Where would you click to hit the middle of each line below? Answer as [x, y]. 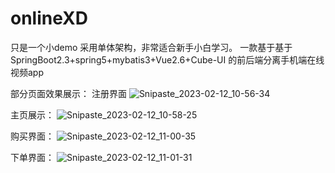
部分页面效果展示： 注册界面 [68, 93]
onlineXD [49, 18]
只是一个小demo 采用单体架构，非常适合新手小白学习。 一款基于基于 [151, 47]
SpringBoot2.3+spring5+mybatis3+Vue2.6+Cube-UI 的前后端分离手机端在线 [167, 59]
